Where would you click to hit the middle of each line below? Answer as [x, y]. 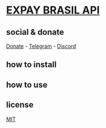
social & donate [35, 32]
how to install [31, 65]
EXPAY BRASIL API [53, 10]
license [20, 105]
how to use [27, 85]
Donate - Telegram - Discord [41, 46]
